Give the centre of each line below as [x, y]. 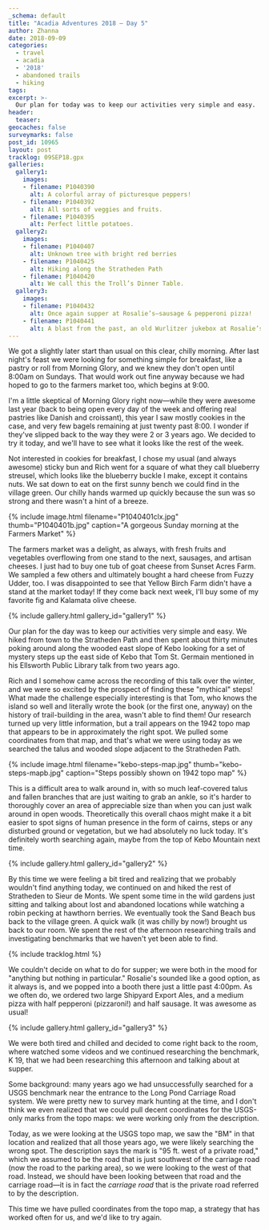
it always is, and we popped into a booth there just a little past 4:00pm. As [130, 987]
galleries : [26, 165]
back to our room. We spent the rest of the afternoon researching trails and [132, 931]
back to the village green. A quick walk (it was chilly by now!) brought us [128, 922]
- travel [30, 53]
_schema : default [37, 16]
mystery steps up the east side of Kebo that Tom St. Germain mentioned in [131, 657]
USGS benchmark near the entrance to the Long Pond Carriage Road [122, 1093]
